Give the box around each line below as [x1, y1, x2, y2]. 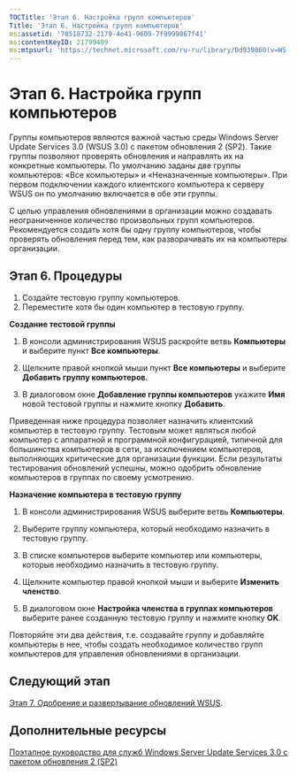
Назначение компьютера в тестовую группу [9, 488, 182, 500]
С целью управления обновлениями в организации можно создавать [9, 205, 272, 217]
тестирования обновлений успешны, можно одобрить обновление [9, 462, 263, 473]
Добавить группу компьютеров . [21, 372, 148, 382]
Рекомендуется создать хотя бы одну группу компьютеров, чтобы [9, 225, 262, 235]
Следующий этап [9, 674, 110, 689]
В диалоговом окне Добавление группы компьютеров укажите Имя [21, 388, 286, 399]
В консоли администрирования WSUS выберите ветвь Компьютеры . [21, 506, 286, 517]
